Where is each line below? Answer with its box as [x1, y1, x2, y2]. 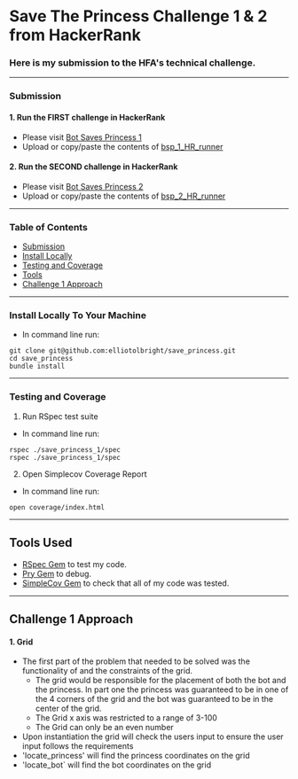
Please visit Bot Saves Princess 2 [21, 181, 144, 191]
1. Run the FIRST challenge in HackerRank [9, 113, 166, 122]
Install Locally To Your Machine [9, 309, 146, 322]
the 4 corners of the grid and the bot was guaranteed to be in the [35, 694, 274, 705]
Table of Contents [9, 221, 89, 233]
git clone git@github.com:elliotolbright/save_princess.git [9, 347, 237, 355]
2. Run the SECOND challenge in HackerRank [9, 161, 178, 172]
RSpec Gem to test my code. [21, 558, 127, 569]
